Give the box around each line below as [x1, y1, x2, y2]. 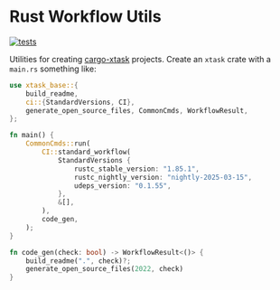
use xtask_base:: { [9, 80, 79, 89]
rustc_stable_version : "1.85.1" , [73, 164, 201, 173]
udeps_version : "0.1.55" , [73, 181, 172, 191]
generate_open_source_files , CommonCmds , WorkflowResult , [25, 106, 248, 115]
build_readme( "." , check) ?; [25, 256, 131, 266]
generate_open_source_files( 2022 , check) [25, 265, 183, 274]
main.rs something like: [9, 63, 97, 74]
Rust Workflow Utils [9, 6, 162, 27]
